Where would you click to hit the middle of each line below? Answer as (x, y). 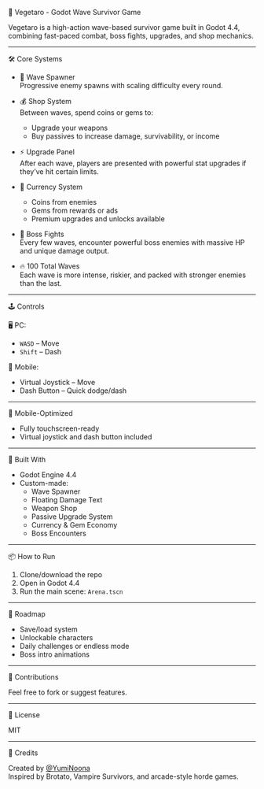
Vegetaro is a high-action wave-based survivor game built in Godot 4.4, (124, 27)
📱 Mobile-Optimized (40, 413)
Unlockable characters (56, 637)
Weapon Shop (54, 508)
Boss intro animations (55, 654)
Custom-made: (44, 483)
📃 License (24, 715)
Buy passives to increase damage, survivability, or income (125, 136)
